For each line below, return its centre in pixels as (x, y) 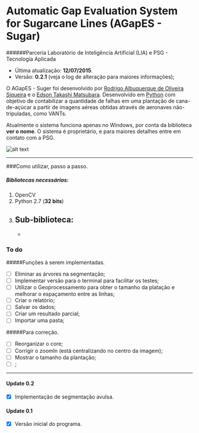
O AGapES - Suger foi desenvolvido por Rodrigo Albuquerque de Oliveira (95, 88)
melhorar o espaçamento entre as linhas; (65, 294)
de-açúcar (19, 107)
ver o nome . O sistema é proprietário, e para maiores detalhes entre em (94, 131)
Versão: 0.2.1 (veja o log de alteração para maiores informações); (94, 77)
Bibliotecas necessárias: (38, 180)
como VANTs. (50, 113)
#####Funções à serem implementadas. (56, 263)
